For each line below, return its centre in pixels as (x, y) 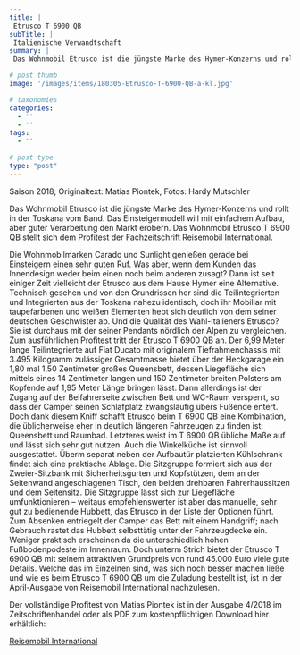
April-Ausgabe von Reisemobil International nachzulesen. (115, 587)
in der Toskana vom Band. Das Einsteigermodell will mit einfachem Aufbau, (147, 218)
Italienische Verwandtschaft (67, 43)
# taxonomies (33, 99)
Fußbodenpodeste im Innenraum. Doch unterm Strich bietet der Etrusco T (145, 549)
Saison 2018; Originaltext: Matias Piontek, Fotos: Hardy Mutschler (129, 191)
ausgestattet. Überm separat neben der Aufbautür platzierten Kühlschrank (146, 454)
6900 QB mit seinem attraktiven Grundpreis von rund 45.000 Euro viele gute (150, 558)
